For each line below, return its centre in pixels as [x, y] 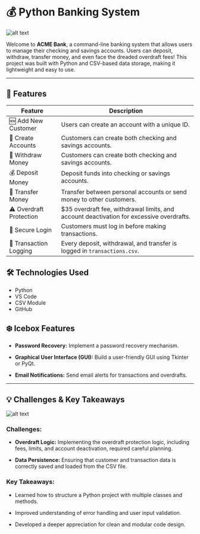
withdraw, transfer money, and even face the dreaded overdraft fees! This [97, 57]
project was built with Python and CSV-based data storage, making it [91, 63]
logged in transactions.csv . [100, 250]
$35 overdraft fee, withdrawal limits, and [118, 209]
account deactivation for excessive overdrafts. [126, 216]
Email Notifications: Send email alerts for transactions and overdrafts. [101, 375]
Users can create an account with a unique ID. [126, 125]
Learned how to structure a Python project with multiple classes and [99, 495]
